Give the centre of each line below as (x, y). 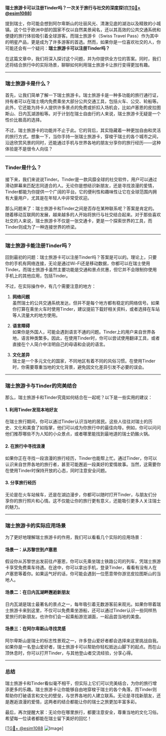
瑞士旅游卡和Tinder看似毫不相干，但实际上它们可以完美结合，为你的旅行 (79, 683)
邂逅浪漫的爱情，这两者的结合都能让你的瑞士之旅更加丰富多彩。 (74, 702)
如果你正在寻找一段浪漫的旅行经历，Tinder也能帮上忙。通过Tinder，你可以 (81, 458)
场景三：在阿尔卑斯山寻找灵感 (35, 629)
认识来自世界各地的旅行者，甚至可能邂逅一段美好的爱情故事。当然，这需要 (81, 464)
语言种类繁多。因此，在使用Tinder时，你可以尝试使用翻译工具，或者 (90, 338)
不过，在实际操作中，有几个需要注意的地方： (51, 286)
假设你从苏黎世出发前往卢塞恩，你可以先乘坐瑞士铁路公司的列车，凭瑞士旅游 (83, 561)
